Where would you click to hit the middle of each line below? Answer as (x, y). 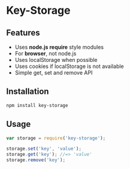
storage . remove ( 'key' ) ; (36, 160)
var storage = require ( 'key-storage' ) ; (56, 138)
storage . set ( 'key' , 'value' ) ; (44, 149)
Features (23, 33)
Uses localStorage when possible (56, 60)
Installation (28, 92)
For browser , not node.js (46, 54)
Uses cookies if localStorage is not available (69, 66)
